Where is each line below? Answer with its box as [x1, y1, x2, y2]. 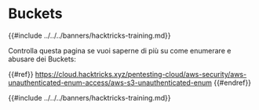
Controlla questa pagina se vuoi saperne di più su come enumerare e [8, 46, 232, 55]
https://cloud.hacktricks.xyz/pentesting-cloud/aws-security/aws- [35, 69, 247, 79]
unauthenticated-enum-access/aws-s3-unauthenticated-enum [8, 78, 212, 87]
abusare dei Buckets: [8, 54, 76, 64]
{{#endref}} [213, 78, 252, 87]
